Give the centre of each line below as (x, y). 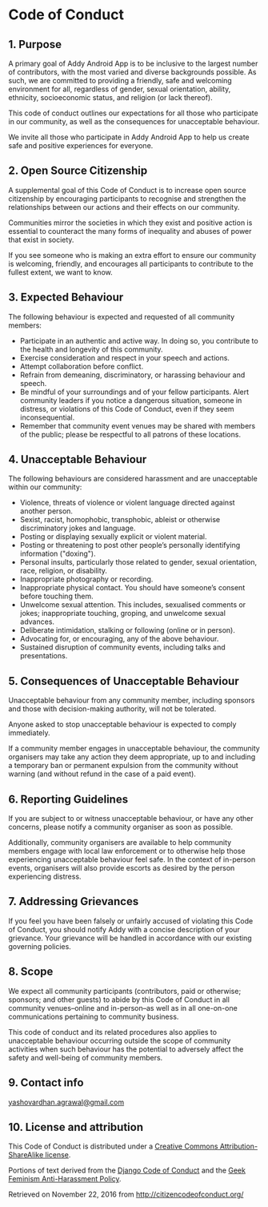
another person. (46, 511)
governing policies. (40, 946)
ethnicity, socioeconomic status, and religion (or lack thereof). (111, 97)
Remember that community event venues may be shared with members (138, 425)
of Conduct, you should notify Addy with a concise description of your (124, 929)
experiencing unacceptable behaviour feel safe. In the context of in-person (132, 859)
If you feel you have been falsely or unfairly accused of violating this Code (131, 921)
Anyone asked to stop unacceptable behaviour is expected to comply (122, 724)
